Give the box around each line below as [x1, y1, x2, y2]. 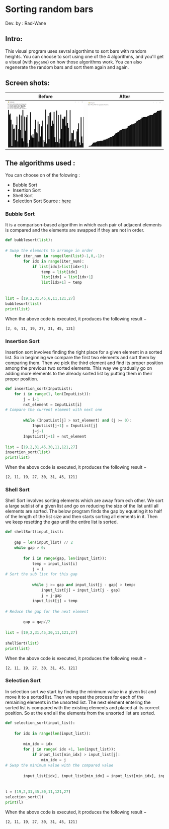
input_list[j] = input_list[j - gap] [41, 588, 121, 593]
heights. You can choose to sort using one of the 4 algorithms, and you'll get [5, 53, 164, 59]
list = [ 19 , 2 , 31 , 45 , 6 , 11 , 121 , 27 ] [5, 296, 75, 301]
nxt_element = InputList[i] [23, 402, 82, 407]
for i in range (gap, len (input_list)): [23, 556, 107, 561]
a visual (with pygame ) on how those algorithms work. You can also [5, 59, 142, 65]
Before [38, 94, 53, 100]
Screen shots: [5, 79, 50, 88]
